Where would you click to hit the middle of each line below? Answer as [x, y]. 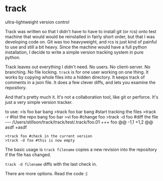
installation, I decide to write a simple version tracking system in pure [74, 52]
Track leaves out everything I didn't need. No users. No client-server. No [78, 67]
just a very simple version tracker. [39, 102]
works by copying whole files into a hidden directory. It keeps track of [75, 77]
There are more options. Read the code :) [46, 173]
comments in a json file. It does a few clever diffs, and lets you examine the [80, 82]
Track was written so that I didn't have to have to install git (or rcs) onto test [81, 31]
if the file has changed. [28, 155]
